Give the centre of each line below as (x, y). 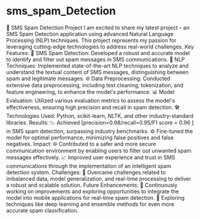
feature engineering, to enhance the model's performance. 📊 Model (90, 92)
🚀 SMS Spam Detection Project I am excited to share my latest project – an (98, 28)
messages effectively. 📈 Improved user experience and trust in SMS (91, 157)
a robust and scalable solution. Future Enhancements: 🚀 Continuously (92, 185)
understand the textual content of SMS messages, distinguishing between (97, 72)
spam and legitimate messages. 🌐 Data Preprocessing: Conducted (88, 78)
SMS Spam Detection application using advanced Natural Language (90, 34)
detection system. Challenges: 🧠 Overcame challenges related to (86, 172)
